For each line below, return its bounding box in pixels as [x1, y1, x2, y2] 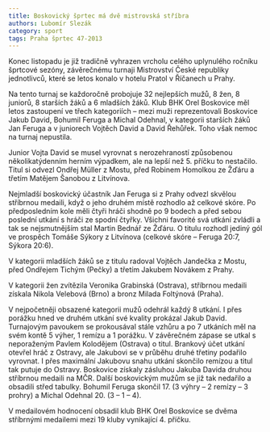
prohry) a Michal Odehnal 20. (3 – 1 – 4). [8, 391, 142, 401]
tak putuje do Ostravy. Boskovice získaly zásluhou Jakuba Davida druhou [8, 365, 252, 375]
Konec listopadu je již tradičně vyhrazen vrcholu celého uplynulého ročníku [8, 57, 258, 66]
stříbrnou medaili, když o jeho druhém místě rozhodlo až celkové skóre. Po [8, 198, 256, 208]
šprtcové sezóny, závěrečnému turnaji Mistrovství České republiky [8, 65, 230, 75]
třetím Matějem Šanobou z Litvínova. [8, 174, 131, 183]
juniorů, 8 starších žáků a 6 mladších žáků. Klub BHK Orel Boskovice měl [8, 98, 250, 107]
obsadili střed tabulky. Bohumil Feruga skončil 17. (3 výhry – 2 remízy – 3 [8, 382, 248, 392]
